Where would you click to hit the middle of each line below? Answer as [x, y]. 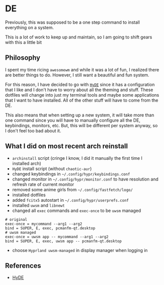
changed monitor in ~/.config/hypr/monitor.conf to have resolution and [85, 179]
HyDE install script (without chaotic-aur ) [52, 169]
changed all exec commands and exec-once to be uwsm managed [77, 211]
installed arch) [27, 163]
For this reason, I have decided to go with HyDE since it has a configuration [80, 84]
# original [16, 219]
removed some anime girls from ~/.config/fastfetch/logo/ [72, 189]
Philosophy [23, 58]
